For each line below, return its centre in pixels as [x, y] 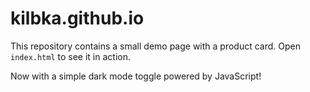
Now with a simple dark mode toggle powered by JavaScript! [136, 76]
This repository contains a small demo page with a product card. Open [155, 46]
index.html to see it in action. [70, 56]
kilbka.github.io [77, 18]
